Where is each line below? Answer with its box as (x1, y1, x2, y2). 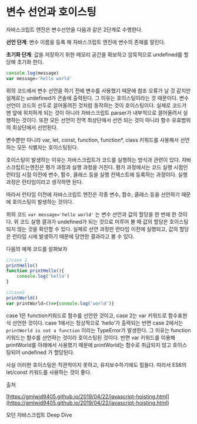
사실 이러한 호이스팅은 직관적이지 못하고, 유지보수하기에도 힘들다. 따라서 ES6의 (6, 361, 187, 368)
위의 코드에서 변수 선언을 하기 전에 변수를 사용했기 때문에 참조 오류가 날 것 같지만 (6, 87, 191, 94)
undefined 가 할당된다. (21, 349, 75, 356)
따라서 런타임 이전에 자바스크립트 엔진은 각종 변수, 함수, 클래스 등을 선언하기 (6, 191, 181, 198)
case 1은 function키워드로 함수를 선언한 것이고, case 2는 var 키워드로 (6, 312, 167, 319)
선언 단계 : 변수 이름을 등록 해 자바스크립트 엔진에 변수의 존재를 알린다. (6, 38, 166, 45)
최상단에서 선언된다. (12, 124, 58, 131)
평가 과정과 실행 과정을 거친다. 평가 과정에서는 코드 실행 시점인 (45, 163, 188, 171)
